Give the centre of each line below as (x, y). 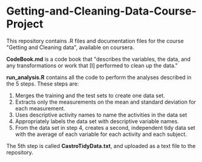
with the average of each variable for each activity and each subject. (101, 134)
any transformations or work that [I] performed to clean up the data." (92, 66)
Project (25, 24)
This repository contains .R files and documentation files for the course (95, 41)
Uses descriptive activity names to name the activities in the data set (101, 115)
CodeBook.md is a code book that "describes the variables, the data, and (99, 59)
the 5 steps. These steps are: (43, 84)
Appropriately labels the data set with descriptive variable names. (97, 121)
